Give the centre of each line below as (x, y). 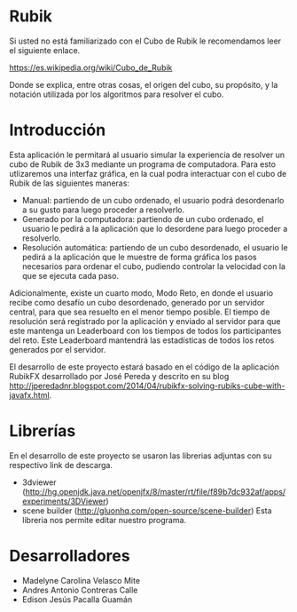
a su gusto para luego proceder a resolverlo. (103, 210)
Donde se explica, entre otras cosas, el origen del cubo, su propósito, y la (144, 84)
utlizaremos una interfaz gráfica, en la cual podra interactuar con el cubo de (148, 173)
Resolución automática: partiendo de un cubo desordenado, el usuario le (155, 247)
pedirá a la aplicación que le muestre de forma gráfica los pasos (139, 257)
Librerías (43, 431)
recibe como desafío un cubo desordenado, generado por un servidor (137, 302)
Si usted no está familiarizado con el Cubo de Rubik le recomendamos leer (145, 41)
